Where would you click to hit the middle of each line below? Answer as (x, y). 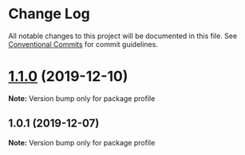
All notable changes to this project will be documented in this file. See (123, 36)
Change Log (49, 14)
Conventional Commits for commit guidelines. (83, 44)
